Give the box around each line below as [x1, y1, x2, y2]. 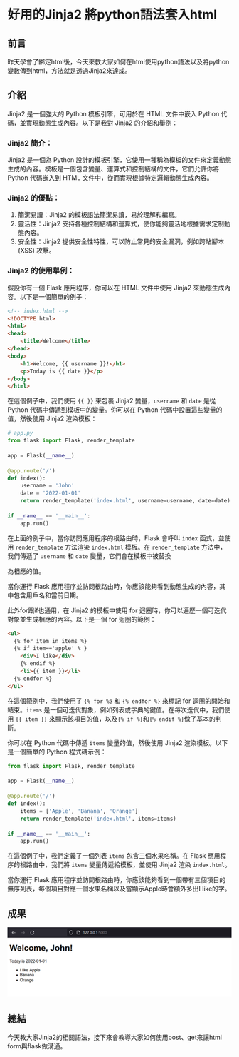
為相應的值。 [7, 567, 45, 575]
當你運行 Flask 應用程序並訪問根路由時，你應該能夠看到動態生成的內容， [7, 582, 220, 590]
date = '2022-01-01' [20, 490, 81, 497]
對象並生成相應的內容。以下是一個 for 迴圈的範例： [7, 615, 156, 623]
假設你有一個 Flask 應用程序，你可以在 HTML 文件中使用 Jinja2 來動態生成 [7, 283, 225, 292]
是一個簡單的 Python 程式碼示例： [7, 747, 107, 756]
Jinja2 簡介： [7, 138, 53, 148]
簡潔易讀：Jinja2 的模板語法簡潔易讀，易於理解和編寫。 [17, 211, 181, 219]
